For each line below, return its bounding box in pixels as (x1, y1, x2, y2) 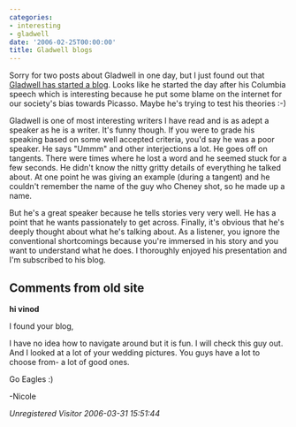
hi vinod (9, 303, 40, 314)
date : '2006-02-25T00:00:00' (9, 37, 117, 47)
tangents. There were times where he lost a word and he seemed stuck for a (9, 153, 287, 164)
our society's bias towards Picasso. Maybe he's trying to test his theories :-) (9, 98, 287, 109)
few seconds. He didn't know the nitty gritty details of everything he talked (9, 163, 281, 173)
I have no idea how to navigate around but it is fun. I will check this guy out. (9, 338, 284, 348)
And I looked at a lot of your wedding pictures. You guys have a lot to (9, 347, 261, 358)
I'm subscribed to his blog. (9, 255, 106, 265)
